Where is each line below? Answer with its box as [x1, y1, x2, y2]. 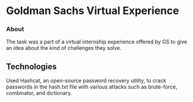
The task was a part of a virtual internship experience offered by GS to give [6, 38, 187, 45]
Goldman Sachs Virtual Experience [6, 4, 180, 18]
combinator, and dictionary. [6, 90, 72, 97]
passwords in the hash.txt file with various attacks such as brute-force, [6, 83, 178, 90]
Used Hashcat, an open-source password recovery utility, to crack [6, 77, 167, 84]
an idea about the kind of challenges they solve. [6, 45, 122, 52]
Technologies [6, 62, 57, 72]
